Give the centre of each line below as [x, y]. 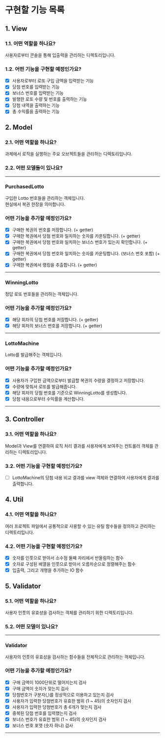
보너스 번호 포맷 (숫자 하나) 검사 [43, 726]
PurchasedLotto [25, 186]
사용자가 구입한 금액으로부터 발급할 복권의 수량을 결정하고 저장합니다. [78, 380]
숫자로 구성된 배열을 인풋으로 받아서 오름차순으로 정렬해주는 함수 [74, 564]
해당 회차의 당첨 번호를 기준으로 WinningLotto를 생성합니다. [69, 393]
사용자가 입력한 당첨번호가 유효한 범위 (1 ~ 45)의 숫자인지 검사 [72, 701]
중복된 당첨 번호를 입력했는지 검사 [44, 713]
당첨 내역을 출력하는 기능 [36, 105]
